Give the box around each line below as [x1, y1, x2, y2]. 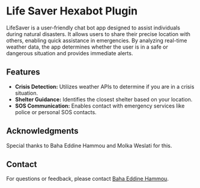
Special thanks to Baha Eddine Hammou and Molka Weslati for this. [6, 142, 172, 149]
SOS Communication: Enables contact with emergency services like [14, 102, 185, 109]
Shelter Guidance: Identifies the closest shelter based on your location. [14, 96, 193, 103]
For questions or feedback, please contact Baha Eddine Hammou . [6, 175, 169, 183]
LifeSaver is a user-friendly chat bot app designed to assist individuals [6, 24, 180, 31]
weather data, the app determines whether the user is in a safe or [6, 43, 168, 50]
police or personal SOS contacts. [14, 108, 97, 115]
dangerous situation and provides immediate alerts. [6, 49, 133, 56]
